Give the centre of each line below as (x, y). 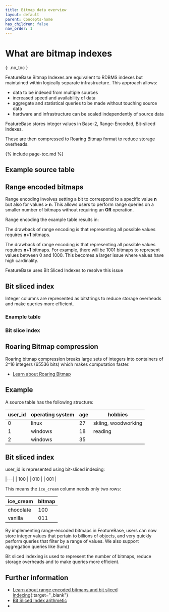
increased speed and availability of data (54, 98)
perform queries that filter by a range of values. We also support (72, 541)
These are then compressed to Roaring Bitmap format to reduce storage (80, 139)
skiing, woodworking (118, 423)
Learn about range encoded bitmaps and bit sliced (65, 590)
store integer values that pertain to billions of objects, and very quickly (78, 536)
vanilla (15, 518)
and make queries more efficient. (40, 304)
